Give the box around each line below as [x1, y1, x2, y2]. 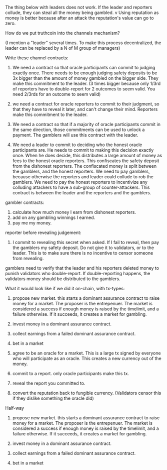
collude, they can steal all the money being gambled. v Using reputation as [5, 10, 159, 16]
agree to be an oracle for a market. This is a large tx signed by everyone [12, 350, 161, 356]
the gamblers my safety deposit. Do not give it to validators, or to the [12, 245, 154, 251]
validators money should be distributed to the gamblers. [5, 276, 120, 282]
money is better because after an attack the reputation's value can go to [5, 15, 154, 21]
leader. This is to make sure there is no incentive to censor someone [12, 250, 153, 256]
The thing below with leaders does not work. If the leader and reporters [5, 5, 152, 10]
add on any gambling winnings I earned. [12, 214, 95, 220]
